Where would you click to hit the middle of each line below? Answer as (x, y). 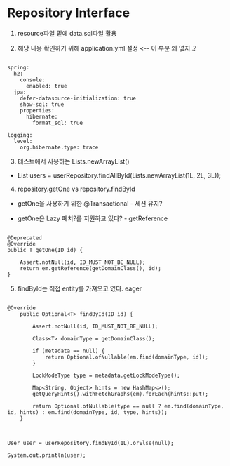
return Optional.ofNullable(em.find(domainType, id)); (127, 357)
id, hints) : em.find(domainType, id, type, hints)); (88, 412)
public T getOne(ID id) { (45, 250)
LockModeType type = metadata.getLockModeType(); (106, 375)
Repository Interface (69, 13)
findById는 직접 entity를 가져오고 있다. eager (80, 288)
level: (23, 141)
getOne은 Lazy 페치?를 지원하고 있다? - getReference (93, 218)
